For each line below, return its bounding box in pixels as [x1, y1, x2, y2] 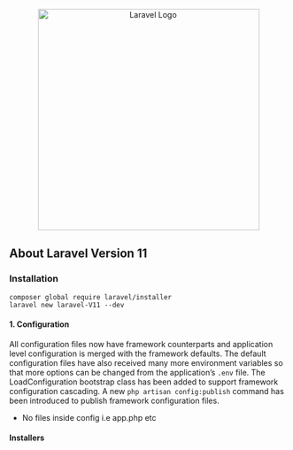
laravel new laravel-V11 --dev [9, 300, 125, 309]
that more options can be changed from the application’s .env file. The [9, 367, 266, 377]
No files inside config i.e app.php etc [21, 412, 157, 423]
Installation [9, 273, 59, 285]
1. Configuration [9, 319, 70, 330]
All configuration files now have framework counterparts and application [9, 338, 274, 349]
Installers [9, 432, 45, 443]
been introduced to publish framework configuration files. [9, 395, 220, 406]
